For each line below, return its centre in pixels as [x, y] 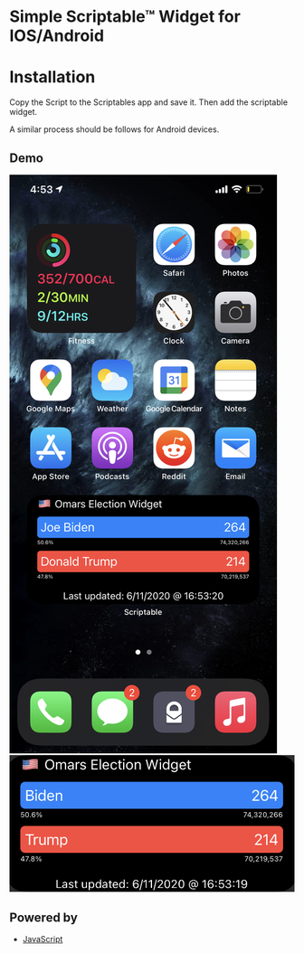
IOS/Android [57, 36]
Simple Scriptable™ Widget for [125, 17]
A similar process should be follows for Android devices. [114, 129]
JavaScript [43, 939]
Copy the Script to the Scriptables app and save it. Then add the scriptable [148, 102]
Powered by [44, 917]
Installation [52, 77]
